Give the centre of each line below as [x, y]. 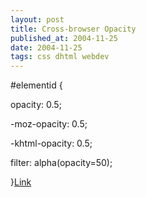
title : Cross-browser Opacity [73, 29]
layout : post [37, 19]
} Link [21, 182]
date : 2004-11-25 [46, 47]
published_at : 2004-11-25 [64, 38]
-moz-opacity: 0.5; [49, 124]
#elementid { [36, 85]
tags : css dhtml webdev [60, 57]
